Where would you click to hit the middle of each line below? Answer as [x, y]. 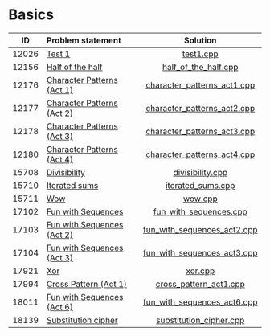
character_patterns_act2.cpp [200, 108]
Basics [31, 15]
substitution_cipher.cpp [200, 320]
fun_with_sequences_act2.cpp [200, 229]
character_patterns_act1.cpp [200, 84]
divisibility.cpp [200, 172]
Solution [200, 40]
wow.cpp [200, 199]
